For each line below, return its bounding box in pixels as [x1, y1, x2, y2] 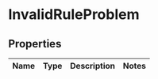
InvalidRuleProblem [8, 6, 141, 24]
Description [70, 61, 115, 71]
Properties [8, 37, 62, 51]
